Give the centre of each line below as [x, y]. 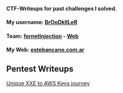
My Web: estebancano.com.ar [45, 50]
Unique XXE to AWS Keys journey [48, 83]
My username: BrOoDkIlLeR [42, 22]
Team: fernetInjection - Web [42, 36]
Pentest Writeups [40, 69]
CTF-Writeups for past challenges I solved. [62, 8]
